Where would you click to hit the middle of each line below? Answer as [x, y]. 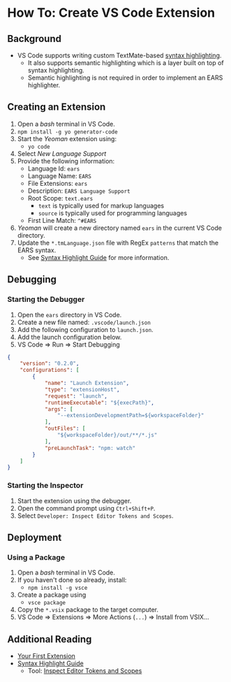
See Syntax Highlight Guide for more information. [98, 257]
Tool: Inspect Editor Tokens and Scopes [85, 671]
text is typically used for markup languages [101, 205]
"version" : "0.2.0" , [50, 364]
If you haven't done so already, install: [72, 580]
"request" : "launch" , [76, 396]
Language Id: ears [54, 168]
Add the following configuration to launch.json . [85, 329]
